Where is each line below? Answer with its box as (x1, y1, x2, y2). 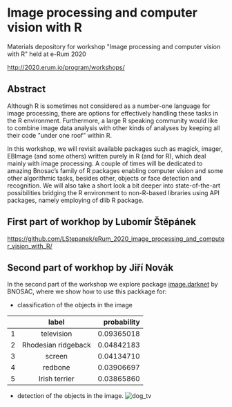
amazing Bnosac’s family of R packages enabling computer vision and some (7, 166, 224, 174)
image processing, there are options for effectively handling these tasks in (7, 109, 219, 117)
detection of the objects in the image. (17, 392, 124, 400)
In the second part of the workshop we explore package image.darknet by (7, 280, 219, 289)
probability (103, 317, 140, 327)
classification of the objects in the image (17, 301, 133, 309)
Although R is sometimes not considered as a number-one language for (7, 102, 211, 110)
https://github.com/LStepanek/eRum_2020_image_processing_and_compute (7, 234, 225, 243)
